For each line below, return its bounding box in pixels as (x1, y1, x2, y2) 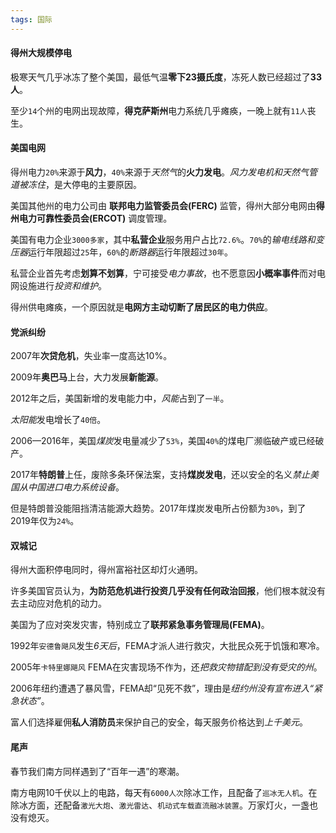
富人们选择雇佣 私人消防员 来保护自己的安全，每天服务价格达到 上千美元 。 (10, 716, 308, 728)
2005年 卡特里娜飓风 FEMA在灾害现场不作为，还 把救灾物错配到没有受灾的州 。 (10, 661, 323, 673)
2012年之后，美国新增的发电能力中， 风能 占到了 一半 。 (10, 392, 230, 405)
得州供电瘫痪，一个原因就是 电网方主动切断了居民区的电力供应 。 (10, 301, 273, 313)
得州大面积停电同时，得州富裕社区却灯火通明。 (10, 564, 203, 576)
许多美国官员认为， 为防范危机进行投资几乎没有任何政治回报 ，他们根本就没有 (10, 585, 326, 597)
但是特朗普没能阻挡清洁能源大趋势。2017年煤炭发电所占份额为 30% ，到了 (10, 502, 307, 515)
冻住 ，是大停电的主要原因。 (27, 179, 142, 191)
